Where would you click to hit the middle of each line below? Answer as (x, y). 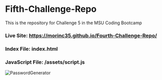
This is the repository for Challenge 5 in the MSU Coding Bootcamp (74, 23)
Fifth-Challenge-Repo (51, 9)
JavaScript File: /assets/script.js (45, 62)
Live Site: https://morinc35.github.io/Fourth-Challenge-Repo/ (81, 36)
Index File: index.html (32, 49)
